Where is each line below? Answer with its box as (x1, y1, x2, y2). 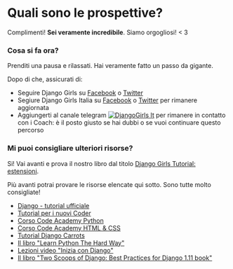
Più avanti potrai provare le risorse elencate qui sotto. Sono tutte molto (7, 180, 212, 188)
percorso (17, 126, 44, 134)
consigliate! (7, 188, 41, 196)
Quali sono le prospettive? (7, 5, 164, 21)
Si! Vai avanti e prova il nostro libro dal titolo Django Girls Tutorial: (7, 159, 196, 167)
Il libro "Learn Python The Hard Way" (17, 238, 125, 247)
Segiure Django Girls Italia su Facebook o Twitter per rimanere (17, 96, 198, 104)
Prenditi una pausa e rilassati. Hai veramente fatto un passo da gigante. (7, 62, 214, 70)
